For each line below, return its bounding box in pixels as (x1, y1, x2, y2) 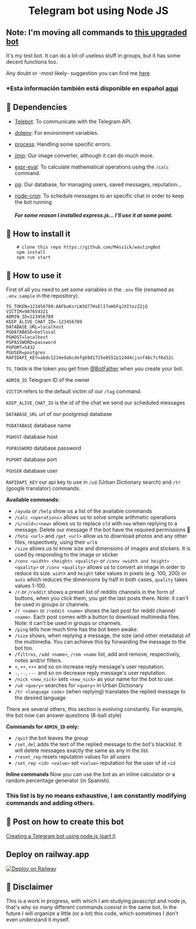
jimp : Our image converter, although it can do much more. (14, 152, 154, 159)
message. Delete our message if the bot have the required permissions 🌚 (14, 526, 191, 533)
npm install (16, 250, 46, 255)
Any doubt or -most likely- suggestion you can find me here (6, 70, 150, 77)
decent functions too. (6, 59, 58, 65)
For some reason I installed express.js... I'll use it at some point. (14, 212, 173, 219)
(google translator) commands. (6, 484, 81, 491)
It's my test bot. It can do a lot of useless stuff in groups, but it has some (6, 52, 181, 59)
